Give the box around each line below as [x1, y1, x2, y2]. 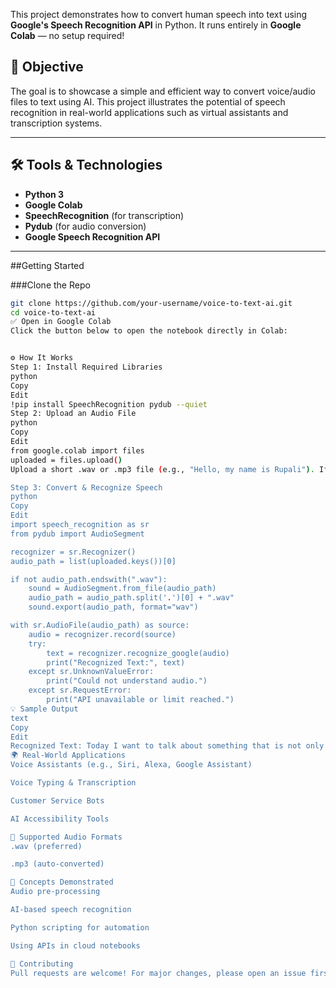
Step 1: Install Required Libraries [10, 362, 163, 372]
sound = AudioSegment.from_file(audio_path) [28, 584, 217, 594]
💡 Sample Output [10, 704, 79, 714]
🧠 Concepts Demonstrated [10, 877, 114, 888]
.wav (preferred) [10, 841, 83, 851]
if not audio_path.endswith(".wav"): [10, 574, 168, 584]
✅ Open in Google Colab [10, 317, 112, 327]
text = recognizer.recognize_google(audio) [46, 648, 230, 658]
